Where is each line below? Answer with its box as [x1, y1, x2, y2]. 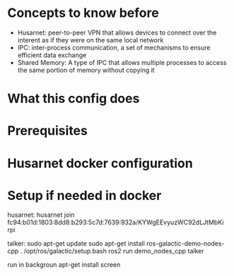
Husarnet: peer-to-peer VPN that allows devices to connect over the [17, 28, 217, 37]
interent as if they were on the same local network [17, 35, 164, 44]
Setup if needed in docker [7, 187, 162, 203]
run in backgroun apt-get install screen [7, 260, 121, 269]
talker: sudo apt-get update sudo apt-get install [7, 239, 145, 248]
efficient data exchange [17, 51, 87, 59]
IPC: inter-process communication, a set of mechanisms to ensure [17, 43, 211, 52]
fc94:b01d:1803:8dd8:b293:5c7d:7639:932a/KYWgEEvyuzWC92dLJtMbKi [7, 218, 224, 227]
